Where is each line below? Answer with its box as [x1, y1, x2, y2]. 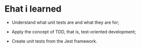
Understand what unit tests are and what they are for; [11, 19, 120, 25]
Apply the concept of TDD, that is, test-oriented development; [11, 29, 136, 34]
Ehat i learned [4, 3, 61, 15]
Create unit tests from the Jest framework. [11, 38, 98, 44]
